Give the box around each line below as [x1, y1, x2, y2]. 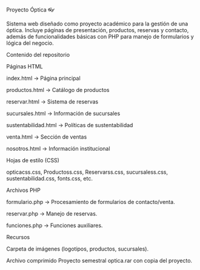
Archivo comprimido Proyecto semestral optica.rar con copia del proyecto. [6, 257, 193, 264]
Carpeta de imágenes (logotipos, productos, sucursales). [6, 245, 149, 252]
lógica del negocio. [6, 39, 54, 47]
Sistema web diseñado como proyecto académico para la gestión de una [6, 20, 188, 27]
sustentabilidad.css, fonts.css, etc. [6, 175, 93, 182]
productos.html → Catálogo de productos [6, 87, 110, 93]
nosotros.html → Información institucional [6, 145, 110, 152]
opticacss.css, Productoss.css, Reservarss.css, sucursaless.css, [6, 168, 168, 176]
